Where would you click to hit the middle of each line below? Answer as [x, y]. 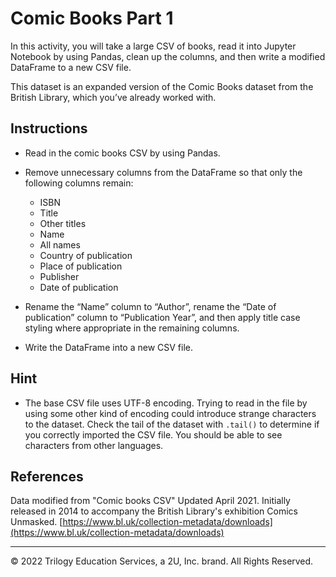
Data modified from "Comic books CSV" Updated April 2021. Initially [150, 501]
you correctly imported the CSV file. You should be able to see [153, 434]
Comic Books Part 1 [92, 18]
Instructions [49, 128]
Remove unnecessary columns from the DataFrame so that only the [163, 172]
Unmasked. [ [36, 522]
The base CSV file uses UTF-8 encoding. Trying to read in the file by [166, 403]
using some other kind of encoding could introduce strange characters [170, 413]
